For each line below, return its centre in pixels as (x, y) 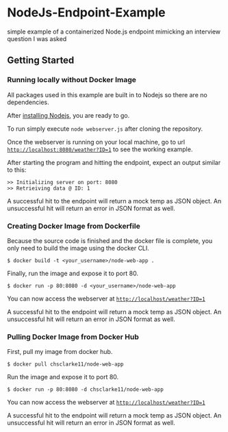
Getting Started (41, 61)
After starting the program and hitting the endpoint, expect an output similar (114, 162)
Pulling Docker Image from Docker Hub (73, 337)
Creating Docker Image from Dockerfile (74, 226)
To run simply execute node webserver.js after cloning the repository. (105, 129)
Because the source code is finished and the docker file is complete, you (110, 240)
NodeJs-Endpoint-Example (86, 13)
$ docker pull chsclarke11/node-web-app (66, 364)
